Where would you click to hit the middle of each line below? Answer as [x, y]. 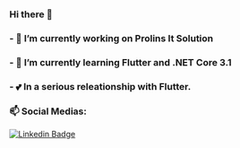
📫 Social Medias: [48, 111]
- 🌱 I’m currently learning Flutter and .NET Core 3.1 [120, 62]
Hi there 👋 [31, 14]
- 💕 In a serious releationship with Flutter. [100, 86]
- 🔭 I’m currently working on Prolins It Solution [111, 38]
